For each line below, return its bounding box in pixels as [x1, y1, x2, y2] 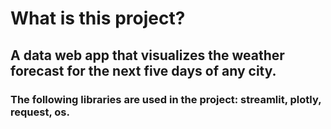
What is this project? [10, 7, 186, 30]
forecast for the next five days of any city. [10, 62, 277, 79]
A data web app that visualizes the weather [10, 47, 285, 64]
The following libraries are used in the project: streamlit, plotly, [10, 92, 322, 106]
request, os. [10, 105, 70, 119]
